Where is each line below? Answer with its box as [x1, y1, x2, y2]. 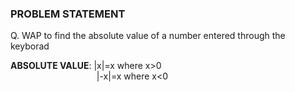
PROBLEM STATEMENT [10, 7, 126, 21]
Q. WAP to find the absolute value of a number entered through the [10, 30, 286, 42]
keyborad [10, 40, 50, 52]
